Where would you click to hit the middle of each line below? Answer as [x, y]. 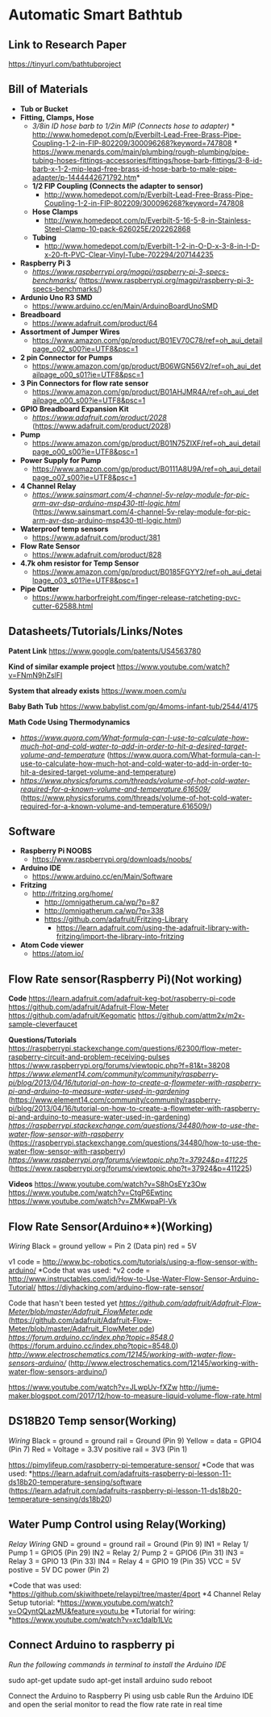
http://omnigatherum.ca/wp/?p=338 [104, 911]
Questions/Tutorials [43, 1040]
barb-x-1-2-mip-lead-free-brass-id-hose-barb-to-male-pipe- [134, 169]
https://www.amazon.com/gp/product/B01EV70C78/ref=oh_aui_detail [147, 340]
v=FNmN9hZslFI [35, 675]
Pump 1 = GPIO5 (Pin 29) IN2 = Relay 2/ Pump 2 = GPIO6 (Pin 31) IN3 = [126, 1552]
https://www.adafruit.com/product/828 [97, 554]
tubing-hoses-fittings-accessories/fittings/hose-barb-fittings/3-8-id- [147, 160]
